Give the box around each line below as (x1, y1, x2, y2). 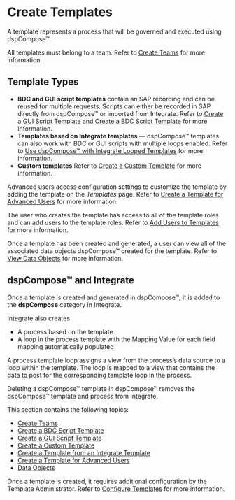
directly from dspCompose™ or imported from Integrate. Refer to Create (17, 109, 224, 117)
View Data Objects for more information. (7, 254, 124, 262)
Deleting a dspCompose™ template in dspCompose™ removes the (7, 384, 195, 392)
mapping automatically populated (17, 342, 114, 350)
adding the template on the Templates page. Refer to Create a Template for (7, 190, 224, 198)
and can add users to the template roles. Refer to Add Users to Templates (7, 218, 219, 227)
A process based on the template (17, 327, 113, 336)
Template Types (7, 76, 79, 88)
